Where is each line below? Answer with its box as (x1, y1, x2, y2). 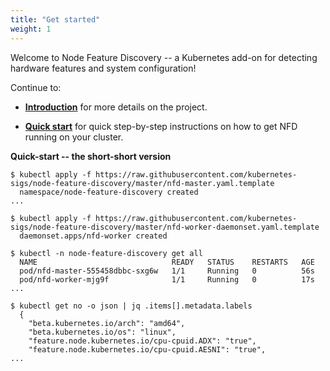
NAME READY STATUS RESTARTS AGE (19, 257, 315, 267)
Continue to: (10, 81, 62, 93)
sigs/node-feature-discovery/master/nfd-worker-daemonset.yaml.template (10, 222, 320, 232)
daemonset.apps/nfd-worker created (19, 231, 168, 241)
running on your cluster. (24, 131, 124, 143)
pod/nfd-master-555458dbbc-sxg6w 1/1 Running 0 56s (19, 266, 315, 276)
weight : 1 (10, 24, 52, 34)
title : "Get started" (10, 14, 101, 25)
